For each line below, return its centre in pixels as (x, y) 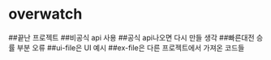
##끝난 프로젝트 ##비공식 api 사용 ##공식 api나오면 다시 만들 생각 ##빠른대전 (131, 37)
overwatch (45, 14)
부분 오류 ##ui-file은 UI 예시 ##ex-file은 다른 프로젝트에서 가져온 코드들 (131, 47)
